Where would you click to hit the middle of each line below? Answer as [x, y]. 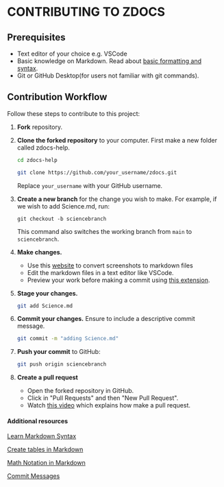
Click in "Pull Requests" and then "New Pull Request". [103, 398]
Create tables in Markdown [45, 449]
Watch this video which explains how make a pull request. [109, 405]
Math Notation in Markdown [46, 463]
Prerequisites [36, 37]
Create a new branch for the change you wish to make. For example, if [117, 199]
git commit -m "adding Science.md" [68, 339]
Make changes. [39, 252]
